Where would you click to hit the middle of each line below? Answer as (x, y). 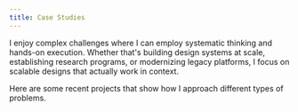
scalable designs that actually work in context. (94, 71)
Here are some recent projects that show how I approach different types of (146, 88)
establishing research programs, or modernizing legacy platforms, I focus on (149, 61)
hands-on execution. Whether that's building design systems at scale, (137, 52)
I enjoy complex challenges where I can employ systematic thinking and (141, 43)
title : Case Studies (48, 17)
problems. (28, 98)
